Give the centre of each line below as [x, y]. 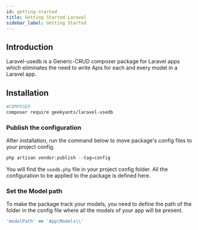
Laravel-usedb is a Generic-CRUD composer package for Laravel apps [93, 62]
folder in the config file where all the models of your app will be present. [95, 210]
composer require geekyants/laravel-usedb [60, 112]
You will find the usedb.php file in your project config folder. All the [87, 169]
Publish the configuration [44, 127]
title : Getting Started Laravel [46, 17]
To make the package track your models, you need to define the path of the [99, 204]
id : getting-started [32, 12]
